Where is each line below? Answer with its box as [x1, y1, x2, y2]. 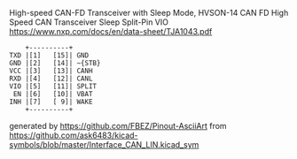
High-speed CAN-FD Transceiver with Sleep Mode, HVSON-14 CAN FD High [9, 8, 289, 18]
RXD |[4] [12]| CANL [9, 74, 93, 83]
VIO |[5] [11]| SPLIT [9, 82, 98, 91]
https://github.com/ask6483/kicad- [9, 130, 139, 140]
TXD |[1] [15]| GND [9, 51, 90, 60]
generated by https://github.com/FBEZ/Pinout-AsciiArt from [9, 121, 228, 131]
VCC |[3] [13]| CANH [9, 66, 93, 75]
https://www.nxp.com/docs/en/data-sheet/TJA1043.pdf [9, 26, 213, 36]
